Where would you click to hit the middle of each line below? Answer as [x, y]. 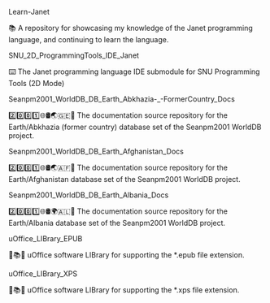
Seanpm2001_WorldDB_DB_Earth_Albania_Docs [89, 195]
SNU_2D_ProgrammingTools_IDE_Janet [74, 55]
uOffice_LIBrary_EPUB [46, 238]
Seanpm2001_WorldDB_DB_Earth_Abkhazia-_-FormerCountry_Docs [122, 99]
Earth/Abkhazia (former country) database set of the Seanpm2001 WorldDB [135, 127]
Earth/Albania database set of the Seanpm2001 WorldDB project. [117, 223]
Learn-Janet [29, 12]
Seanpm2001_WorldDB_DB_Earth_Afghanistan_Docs [96, 151]
